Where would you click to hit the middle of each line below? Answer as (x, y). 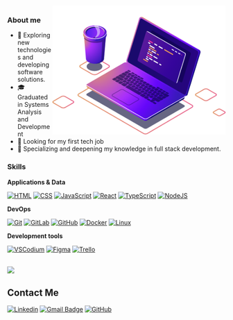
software (30, 72)
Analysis (29, 112)
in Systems (33, 105)
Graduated (33, 97)
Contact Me (33, 293)
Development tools (35, 236)
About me (24, 20)
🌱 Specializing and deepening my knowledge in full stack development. (119, 149)
